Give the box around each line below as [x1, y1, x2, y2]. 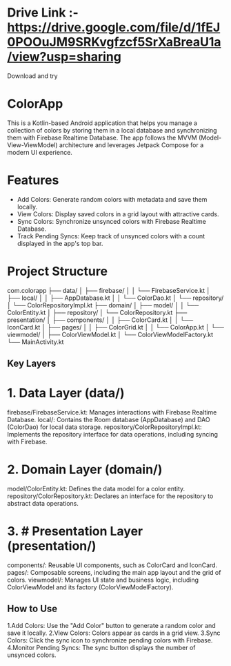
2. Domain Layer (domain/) [7, 462, 163, 477]
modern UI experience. [7, 148, 72, 156]
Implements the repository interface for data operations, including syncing [7, 430, 219, 439]
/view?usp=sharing [7, 49, 122, 65]
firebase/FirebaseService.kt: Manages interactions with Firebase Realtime [7, 408, 217, 417]
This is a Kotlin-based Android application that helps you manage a [7, 119, 198, 127]
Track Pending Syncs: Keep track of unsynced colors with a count [17, 231, 205, 240]
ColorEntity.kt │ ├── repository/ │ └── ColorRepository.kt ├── [7, 308, 188, 316]
